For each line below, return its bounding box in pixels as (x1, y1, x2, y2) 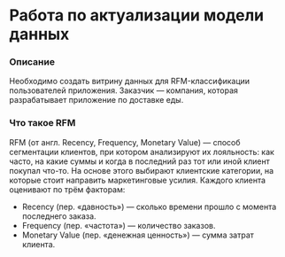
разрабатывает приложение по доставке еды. (9, 95, 184, 105)
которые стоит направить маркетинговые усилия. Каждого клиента (9, 175, 266, 185)
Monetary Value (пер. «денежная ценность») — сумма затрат (21, 230, 255, 240)
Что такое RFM (9, 117, 76, 129)
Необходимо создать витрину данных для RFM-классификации (9, 76, 250, 87)
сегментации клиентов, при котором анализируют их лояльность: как (9, 146, 274, 157)
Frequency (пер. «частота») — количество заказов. (21, 220, 216, 230)
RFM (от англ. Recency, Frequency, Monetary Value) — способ (9, 136, 241, 147)
